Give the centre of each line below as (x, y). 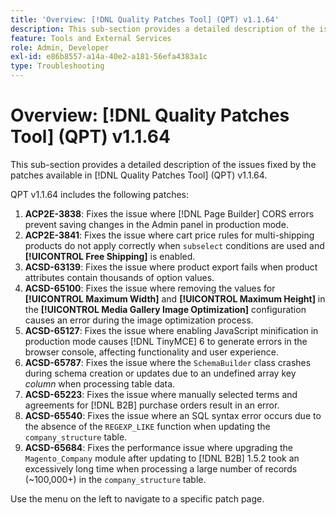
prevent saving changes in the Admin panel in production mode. (156, 224)
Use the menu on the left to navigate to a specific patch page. (137, 498)
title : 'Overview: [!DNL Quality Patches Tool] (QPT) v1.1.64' (145, 19)
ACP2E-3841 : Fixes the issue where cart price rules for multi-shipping (169, 235)
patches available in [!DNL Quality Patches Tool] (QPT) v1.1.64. (139, 175)
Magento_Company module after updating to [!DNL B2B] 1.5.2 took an (162, 458)
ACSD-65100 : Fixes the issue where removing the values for (150, 288)
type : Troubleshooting (57, 66)
